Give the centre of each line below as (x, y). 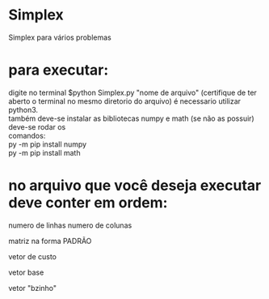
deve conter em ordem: (88, 203)
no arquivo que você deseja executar (135, 186)
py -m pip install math (44, 152)
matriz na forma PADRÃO (50, 241)
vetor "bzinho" (33, 288)
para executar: (59, 70)
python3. (23, 109)
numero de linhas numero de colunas (70, 225)
